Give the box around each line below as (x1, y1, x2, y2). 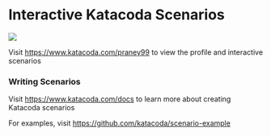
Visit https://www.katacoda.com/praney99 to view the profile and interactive (8, 47, 264, 57)
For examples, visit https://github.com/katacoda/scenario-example (8, 118, 231, 128)
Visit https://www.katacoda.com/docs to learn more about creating (8, 94, 231, 104)
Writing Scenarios (8, 76, 81, 87)
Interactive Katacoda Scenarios (8, 6, 225, 24)
